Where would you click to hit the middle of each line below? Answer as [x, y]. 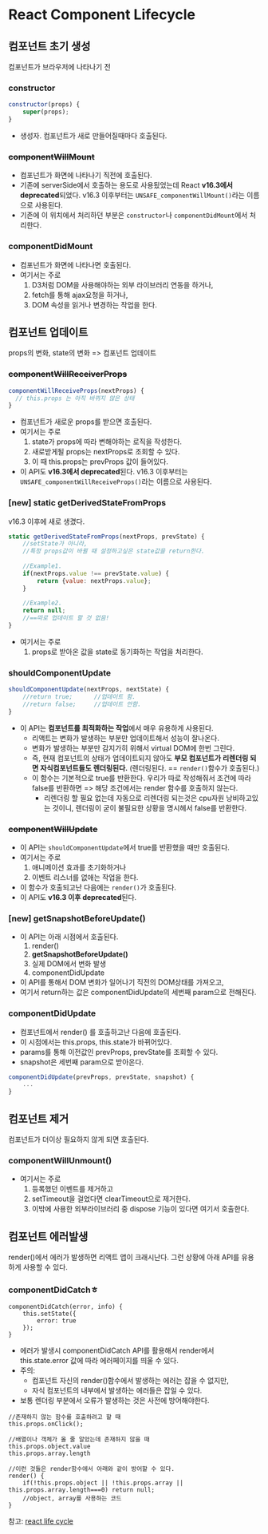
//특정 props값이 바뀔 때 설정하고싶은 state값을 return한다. [114, 551]
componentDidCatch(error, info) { [66, 1307]
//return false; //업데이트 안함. [82, 704]
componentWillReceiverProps [68, 375]
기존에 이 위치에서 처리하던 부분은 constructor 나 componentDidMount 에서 [134, 215]
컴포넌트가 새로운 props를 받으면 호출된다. [86, 422]
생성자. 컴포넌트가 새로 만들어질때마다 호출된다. [93, 135]
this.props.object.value [49, 1447]
